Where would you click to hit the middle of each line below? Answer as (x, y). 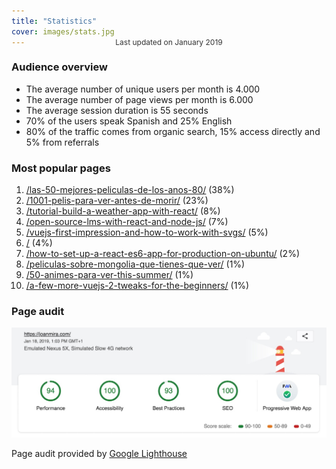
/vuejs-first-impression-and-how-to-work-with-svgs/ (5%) (147, 232)
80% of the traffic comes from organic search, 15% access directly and (173, 131)
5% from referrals (62, 142)
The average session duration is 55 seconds (117, 110)
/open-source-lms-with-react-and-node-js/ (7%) (127, 222)
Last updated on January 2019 (169, 41)
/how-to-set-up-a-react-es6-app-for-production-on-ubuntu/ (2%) (163, 254)
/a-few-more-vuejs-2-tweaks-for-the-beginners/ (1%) (137, 286)
